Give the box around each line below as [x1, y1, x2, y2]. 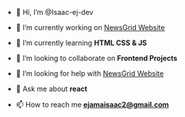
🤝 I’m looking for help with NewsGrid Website [15, 69, 164, 78]
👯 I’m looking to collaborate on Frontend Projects [15, 54, 178, 62]
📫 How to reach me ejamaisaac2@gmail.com [15, 100, 169, 109]
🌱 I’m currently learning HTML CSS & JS [15, 38, 147, 47]
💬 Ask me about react [15, 84, 87, 93]
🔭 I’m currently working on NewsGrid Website [15, 23, 165, 32]
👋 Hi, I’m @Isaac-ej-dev [15, 8, 94, 17]
